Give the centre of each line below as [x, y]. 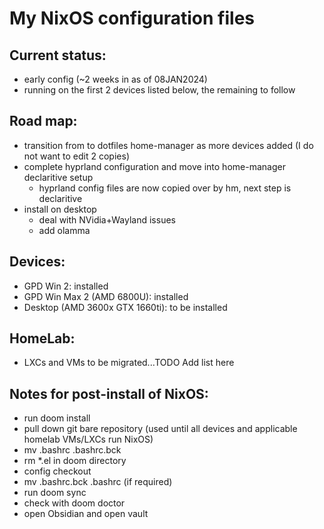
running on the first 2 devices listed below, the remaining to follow [159, 90]
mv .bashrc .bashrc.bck [72, 450]
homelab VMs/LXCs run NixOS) [88, 439]
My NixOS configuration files [132, 18]
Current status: [58, 55]
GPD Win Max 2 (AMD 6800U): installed [106, 296]
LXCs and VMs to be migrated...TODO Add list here [129, 363]
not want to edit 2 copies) [76, 156]
